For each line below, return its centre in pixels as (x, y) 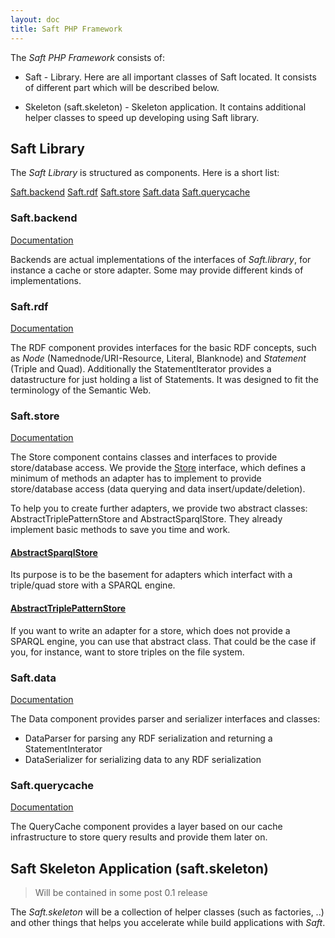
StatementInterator (63, 748)
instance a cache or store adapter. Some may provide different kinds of (157, 270)
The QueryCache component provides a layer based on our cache (146, 827)
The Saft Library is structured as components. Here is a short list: (145, 173)
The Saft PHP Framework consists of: (87, 57)
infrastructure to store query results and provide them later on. (139, 837)
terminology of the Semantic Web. (81, 390)
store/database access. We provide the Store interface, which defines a (158, 468)
